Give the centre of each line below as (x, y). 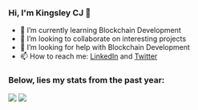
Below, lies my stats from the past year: (87, 80)
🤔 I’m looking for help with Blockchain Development (105, 47)
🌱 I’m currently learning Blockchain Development (101, 31)
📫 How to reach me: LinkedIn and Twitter (89, 56)
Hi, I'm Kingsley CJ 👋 (50, 13)
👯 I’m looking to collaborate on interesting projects (103, 39)
